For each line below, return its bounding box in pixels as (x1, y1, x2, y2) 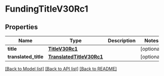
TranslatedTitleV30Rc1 (48, 54, 103, 60)
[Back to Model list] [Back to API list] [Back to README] (5, 66, 117, 72)
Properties (5, 23, 38, 31)
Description (107, 38, 136, 44)
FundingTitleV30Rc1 (5, 3, 88, 15)
